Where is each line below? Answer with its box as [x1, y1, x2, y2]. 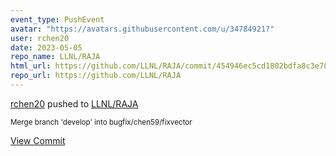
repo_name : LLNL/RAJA [10, 52, 101, 62]
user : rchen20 [10, 33, 70, 43]
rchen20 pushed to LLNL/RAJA [10, 97, 139, 110]
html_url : [10, 61, 52, 71]
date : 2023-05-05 [10, 42, 83, 53]
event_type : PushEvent [10, 14, 105, 25]
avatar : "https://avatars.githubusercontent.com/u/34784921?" [10, 24, 275, 34]
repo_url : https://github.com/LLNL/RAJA [10, 71, 182, 81]
